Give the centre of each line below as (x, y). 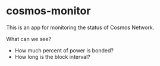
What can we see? (29, 39)
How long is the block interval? (52, 56)
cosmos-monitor (48, 11)
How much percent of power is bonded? (64, 50)
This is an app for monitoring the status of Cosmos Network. (80, 27)
